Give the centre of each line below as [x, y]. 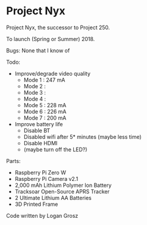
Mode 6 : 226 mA [45, 111]
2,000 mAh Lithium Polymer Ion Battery [63, 185]
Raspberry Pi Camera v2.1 [46, 179]
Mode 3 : [35, 92]
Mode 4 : [35, 99]
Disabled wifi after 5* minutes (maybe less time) [82, 137]
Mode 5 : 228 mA [45, 105]
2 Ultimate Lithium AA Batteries [53, 198]
